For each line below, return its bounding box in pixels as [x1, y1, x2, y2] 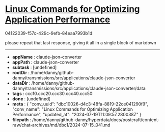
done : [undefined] [12, 96, 51, 101]
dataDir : [12, 80, 30, 86]
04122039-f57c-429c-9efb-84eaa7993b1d [5, 30, 92, 36]
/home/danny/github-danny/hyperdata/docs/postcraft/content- [32, 117, 160, 123]
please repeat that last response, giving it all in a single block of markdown [5, 39, 156, 45]
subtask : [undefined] [12, 64, 57, 70]
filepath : [12, 117, 31, 123]
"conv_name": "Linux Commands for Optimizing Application [12, 106, 133, 112]
